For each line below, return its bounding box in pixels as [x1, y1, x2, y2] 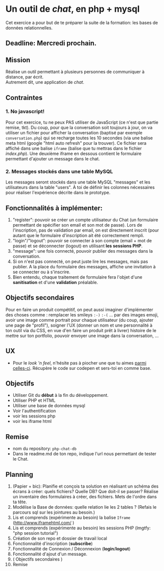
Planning [5, 470, 33, 479]
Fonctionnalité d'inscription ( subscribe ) [12, 541, 93, 546]
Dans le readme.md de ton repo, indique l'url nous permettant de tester [12, 451, 157, 457]
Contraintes [5, 93, 43, 102]
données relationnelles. [5, 25, 53, 30]
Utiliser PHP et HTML [12, 397, 56, 403]
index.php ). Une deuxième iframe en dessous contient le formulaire [5, 151, 141, 156]
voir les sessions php [12, 413, 56, 419]
